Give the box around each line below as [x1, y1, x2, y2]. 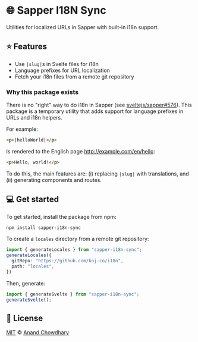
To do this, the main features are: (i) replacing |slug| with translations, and [6, 170, 189, 177]
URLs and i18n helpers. [6, 114, 62, 121]
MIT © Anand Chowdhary [6, 329, 70, 336]
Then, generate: [6, 280, 46, 287]
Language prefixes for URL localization [14, 67, 110, 74]
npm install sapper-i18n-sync [6, 224, 81, 231]
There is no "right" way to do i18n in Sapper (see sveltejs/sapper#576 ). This [6, 102, 192, 109]
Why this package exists [6, 87, 79, 96]
